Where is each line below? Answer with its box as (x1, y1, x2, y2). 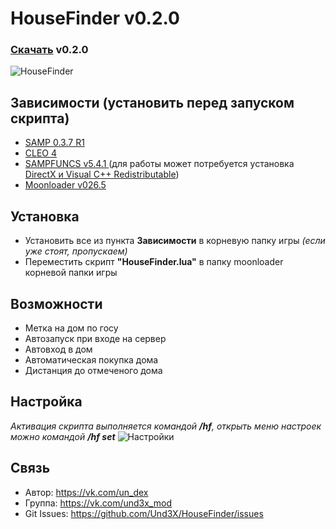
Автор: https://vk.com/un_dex (24, 486, 149, 498)
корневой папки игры (24, 267, 118, 279)
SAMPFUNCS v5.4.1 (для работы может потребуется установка (24, 158, 295, 170)
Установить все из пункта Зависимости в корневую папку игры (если (24, 235, 326, 247)
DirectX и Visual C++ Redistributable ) (24, 168, 180, 181)
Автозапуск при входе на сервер (24, 332, 167, 344)
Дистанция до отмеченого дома (24, 364, 163, 376)
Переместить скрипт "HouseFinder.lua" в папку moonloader (24, 256, 284, 268)
